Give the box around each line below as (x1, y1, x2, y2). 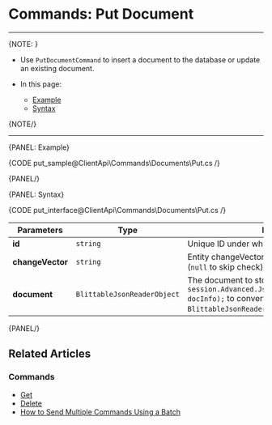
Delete (19, 398, 43, 408)
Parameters (17, 224, 63, 236)
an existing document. (19, 63, 95, 73)
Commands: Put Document (8, 5, 194, 23)
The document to (187, 274, 253, 286)
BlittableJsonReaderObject (75, 289, 180, 299)
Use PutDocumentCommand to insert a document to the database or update (19, 54, 261, 65)
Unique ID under (187, 238, 250, 249)
